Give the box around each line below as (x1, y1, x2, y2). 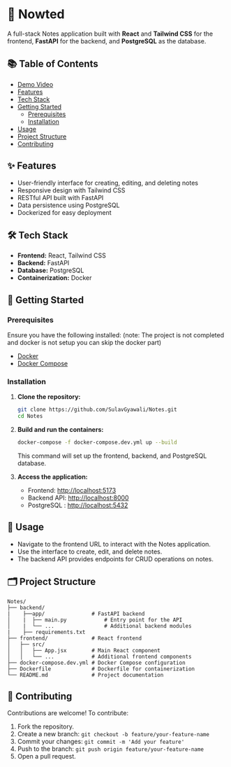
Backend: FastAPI (17, 259, 70, 267)
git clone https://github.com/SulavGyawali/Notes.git (17, 406, 177, 414)
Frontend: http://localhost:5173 (27, 486, 117, 494)
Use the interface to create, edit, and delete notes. (17, 547, 163, 556)
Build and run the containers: (17, 425, 104, 434)
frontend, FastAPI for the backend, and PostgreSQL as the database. (7, 36, 207, 45)
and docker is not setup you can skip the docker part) (7, 339, 162, 347)
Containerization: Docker (17, 274, 92, 282)
